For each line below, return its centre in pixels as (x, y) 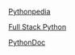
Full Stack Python (37, 27)
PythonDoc (27, 42)
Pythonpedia (29, 12)
